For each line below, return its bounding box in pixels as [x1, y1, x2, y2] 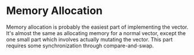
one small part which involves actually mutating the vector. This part [6, 36, 173, 43]
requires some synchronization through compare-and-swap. [6, 42, 154, 49]
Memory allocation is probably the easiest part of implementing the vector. [6, 23, 189, 30]
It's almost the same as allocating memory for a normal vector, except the [6, 29, 186, 36]
